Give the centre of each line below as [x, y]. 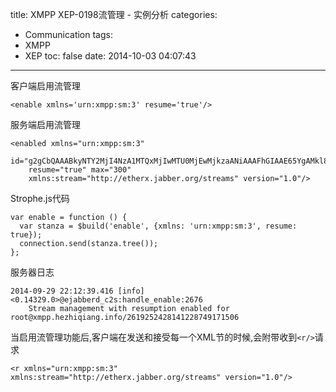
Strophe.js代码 [40, 198]
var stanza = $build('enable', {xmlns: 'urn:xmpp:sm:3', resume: [158, 226]
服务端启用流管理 [45, 124]
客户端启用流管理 [45, 86]
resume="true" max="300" [80, 170]
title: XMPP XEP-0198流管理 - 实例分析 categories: [114, 14]
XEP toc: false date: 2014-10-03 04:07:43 [110, 56]
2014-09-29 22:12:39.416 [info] [77, 291]
